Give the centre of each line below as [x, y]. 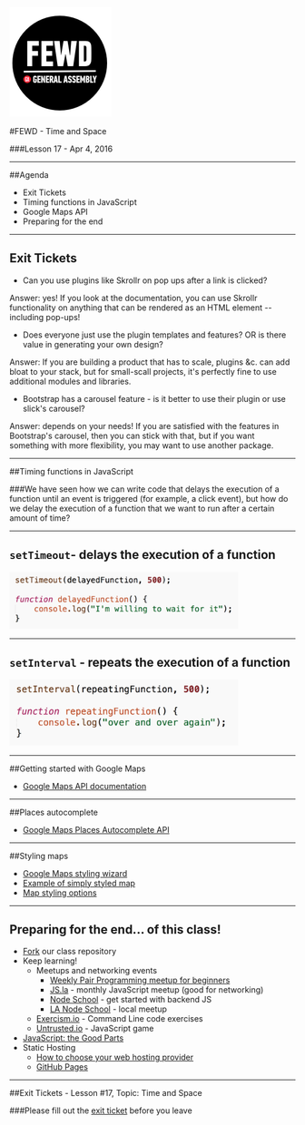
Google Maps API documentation [84, 786]
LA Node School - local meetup [108, 1009]
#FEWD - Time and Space [58, 131]
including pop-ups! [45, 317]
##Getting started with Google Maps [78, 768]
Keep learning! [50, 961]
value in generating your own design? [93, 344]
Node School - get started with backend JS [131, 1000]
